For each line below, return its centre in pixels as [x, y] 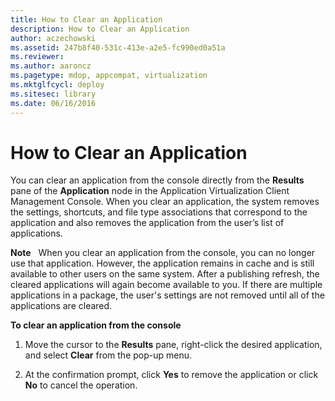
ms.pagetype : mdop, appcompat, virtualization [109, 76]
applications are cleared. [61, 306]
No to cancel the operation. [81, 385]
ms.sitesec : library [53, 94]
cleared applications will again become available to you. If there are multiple [166, 285]
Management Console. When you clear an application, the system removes [165, 202]
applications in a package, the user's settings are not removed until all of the [167, 295]
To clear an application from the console [96, 325]
